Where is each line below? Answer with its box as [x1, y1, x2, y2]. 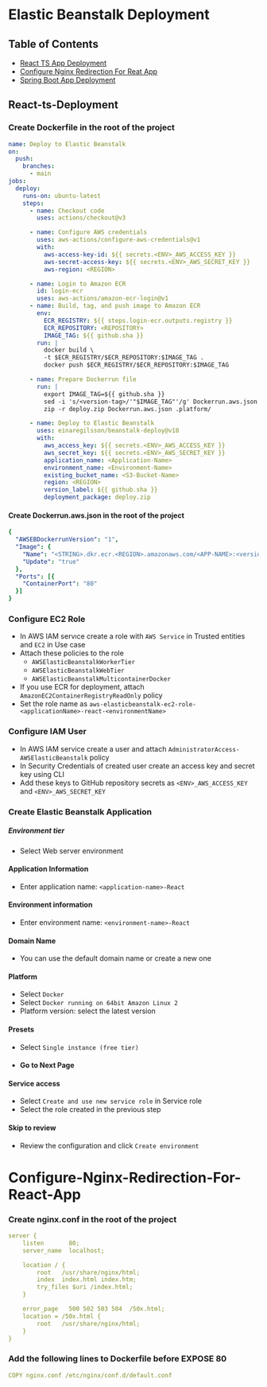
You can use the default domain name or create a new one [19, 954, 212, 963]
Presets [8, 1024, 34, 1034]
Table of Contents [8, 37, 99, 51]
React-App [8, 1185, 81, 1203]
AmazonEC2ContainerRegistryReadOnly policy [19, 690, 163, 701]
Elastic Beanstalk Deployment [8, 6, 211, 24]
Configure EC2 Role [8, 613, 86, 624]
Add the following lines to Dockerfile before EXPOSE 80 [8, 1354, 227, 1365]
